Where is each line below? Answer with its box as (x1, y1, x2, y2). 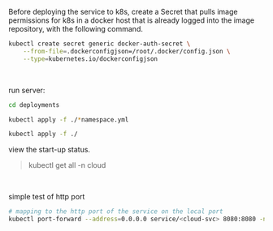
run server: (8, 85, 45, 95)
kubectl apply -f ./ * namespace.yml (8, 115, 129, 124)
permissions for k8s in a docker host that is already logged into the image (8, 15, 254, 25)
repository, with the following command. (8, 24, 144, 33)
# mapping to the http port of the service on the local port (8, 207, 223, 216)
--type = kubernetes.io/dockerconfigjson (23, 54, 158, 63)
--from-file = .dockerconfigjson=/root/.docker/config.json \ (23, 47, 231, 55)
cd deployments (8, 101, 60, 109)
